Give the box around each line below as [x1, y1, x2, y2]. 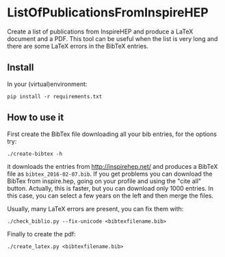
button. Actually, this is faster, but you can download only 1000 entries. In [7, 184, 214, 192]
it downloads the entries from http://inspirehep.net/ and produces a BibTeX [7, 162, 218, 170]
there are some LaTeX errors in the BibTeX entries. [7, 42, 149, 50]
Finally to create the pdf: [7, 230, 77, 238]
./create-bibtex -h [7, 150, 63, 157]
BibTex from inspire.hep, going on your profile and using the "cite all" [7, 176, 202, 185]
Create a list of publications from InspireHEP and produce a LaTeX [7, 27, 194, 36]
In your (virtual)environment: [7, 80, 88, 88]
